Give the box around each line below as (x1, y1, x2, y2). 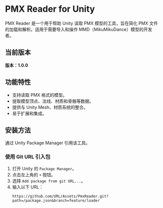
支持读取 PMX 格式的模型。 (12, 92, 67, 98)
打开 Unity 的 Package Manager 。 (12, 165, 77, 171)
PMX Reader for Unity (5, 3, 95, 15)
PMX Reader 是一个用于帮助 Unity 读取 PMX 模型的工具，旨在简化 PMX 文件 (5, 20, 158, 26)
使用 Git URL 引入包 (5, 154, 51, 160)
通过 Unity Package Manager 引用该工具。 (5, 140, 90, 146)
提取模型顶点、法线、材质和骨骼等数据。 (12, 98, 94, 104)
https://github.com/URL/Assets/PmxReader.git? (12, 194, 109, 199)
